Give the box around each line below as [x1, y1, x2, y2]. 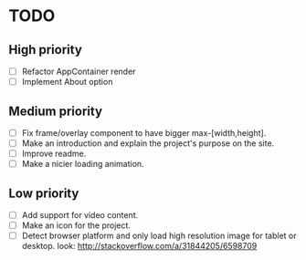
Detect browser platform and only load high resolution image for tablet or [21, 230, 298, 242]
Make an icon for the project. [21, 220, 132, 231]
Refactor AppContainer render [21, 66, 136, 77]
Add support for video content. [21, 210, 139, 220]
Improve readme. [21, 148, 87, 160]
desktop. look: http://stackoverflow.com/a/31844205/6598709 [21, 241, 258, 252]
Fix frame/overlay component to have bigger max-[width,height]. [21, 127, 267, 138]
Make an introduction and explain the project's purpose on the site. [21, 138, 275, 149]
